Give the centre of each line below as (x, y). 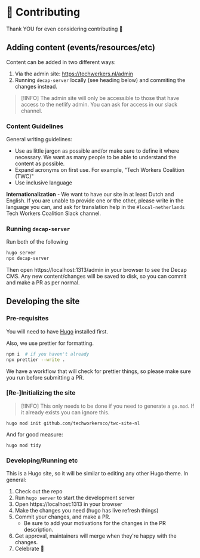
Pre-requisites (27, 319)
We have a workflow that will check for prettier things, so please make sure (99, 371)
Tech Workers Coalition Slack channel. (54, 213)
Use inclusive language (44, 183)
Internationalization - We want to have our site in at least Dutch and (90, 195)
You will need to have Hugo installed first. (57, 331)
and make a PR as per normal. (43, 283)
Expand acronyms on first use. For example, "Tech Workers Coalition (100, 170)
